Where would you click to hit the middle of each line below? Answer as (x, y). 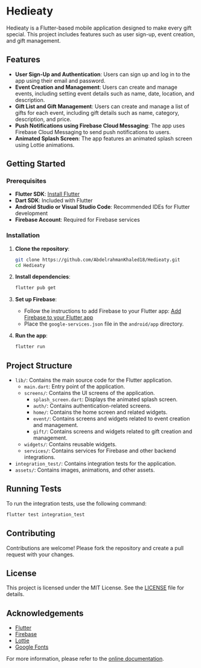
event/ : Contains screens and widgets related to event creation (111, 419)
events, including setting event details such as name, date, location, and (104, 93)
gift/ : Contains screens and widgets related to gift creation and (113, 432)
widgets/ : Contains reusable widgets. (70, 445)
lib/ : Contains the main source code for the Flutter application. (94, 380)
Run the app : (31, 336)
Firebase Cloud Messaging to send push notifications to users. (93, 132)
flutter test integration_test (46, 515)
